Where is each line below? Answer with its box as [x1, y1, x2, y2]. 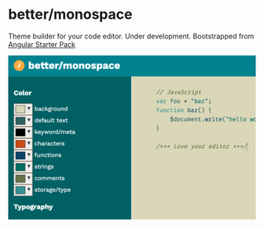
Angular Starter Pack [8, 39, 76, 49]
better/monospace [8, 5, 133, 24]
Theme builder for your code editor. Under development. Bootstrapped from [8, 31, 255, 41]
